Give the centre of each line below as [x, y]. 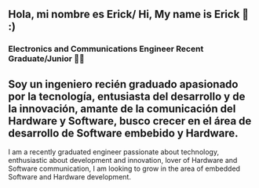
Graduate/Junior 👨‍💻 [46, 59]
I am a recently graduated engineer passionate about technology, [114, 152]
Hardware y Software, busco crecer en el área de [130, 121]
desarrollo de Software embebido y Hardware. [123, 133]
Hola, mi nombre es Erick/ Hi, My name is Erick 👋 [129, 14]
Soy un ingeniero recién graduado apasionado [123, 84]
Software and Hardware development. [70, 177]
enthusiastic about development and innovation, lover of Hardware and [123, 161]
